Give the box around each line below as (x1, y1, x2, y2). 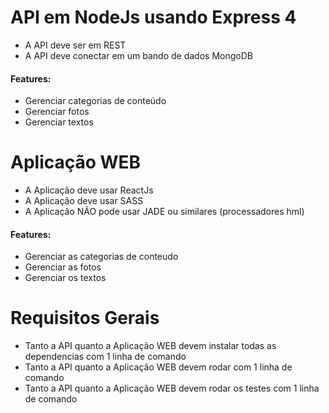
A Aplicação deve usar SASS (24, 195, 144, 207)
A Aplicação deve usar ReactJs (24, 184, 154, 196)
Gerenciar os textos (24, 272, 107, 284)
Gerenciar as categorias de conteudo (24, 251, 179, 263)
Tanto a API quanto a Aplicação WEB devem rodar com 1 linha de (24, 361, 293, 373)
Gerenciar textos (24, 116, 94, 128)
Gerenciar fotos (24, 106, 90, 118)
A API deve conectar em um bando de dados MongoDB (24, 49, 253, 61)
